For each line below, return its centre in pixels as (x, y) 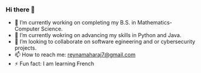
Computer (27, 29)
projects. (25, 48)
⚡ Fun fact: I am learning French (54, 64)
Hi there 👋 (21, 10)
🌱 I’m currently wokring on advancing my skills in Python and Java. (98, 35)
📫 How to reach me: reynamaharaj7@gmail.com (75, 55)
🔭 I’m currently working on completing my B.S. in (75, 23)
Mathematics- (155, 23)
